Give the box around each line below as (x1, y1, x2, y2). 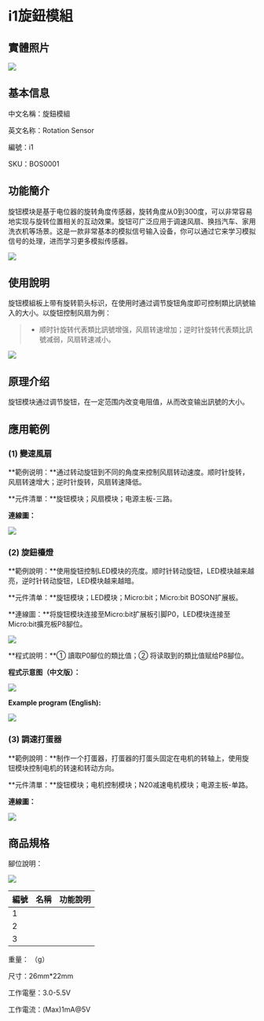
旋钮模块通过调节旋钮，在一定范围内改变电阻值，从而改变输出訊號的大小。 (8, 397, 249, 407)
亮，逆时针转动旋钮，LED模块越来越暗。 (8, 576, 139, 586)
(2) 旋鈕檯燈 (8, 547, 53, 558)
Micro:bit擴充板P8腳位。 (8, 619, 87, 629)
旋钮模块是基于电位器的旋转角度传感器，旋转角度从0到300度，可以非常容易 (8, 206, 253, 216)
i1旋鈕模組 (8, 7, 73, 25)
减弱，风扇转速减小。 (46, 335, 115, 345)
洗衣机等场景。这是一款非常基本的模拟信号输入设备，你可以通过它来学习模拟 (8, 226, 256, 236)
